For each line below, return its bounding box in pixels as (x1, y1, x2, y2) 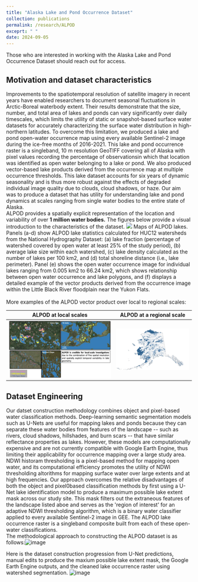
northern (6, 128, 28, 135)
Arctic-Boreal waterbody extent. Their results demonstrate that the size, (6, 103, 181, 110)
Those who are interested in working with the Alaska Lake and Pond (6, 51, 171, 58)
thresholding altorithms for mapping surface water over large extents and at (6, 470, 190, 477)
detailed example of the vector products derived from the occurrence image (6, 279, 191, 287)
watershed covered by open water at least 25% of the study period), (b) (6, 242, 181, 249)
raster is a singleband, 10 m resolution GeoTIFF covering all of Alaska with (6, 147, 186, 154)
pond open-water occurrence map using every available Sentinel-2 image (6, 134, 186, 141)
